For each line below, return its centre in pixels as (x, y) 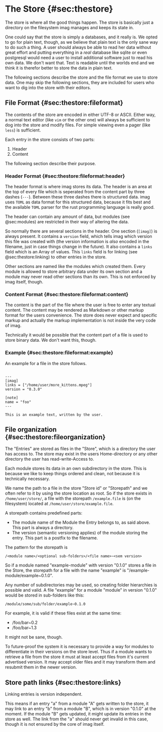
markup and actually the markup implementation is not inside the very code (81, 320)
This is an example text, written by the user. (54, 415)
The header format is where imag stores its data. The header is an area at (78, 187)
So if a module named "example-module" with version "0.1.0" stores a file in (81, 565)
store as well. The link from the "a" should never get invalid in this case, (77, 719)
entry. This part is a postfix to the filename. (55, 538)
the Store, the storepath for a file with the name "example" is (65, 570)
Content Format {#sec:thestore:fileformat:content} (67, 294)
